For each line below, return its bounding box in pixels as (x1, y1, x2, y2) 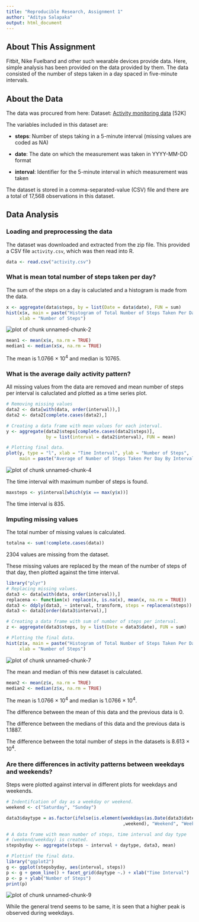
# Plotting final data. (6, 444, 65, 451)
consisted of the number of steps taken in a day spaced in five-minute (6, 70, 178, 77)
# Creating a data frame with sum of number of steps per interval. (6, 619, 179, 625)
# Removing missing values (6, 401, 73, 407)
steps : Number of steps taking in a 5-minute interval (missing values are (14, 133, 191, 140)
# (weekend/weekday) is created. (6, 837, 89, 843)
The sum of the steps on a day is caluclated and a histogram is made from (6, 286, 187, 293)
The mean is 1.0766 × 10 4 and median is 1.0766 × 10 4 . (6, 696, 137, 704)
